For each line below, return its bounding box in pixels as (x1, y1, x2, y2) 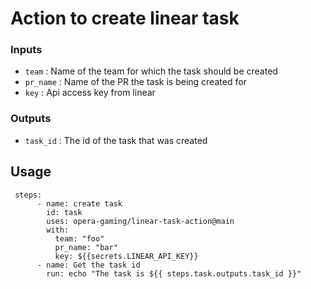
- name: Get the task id (36, 260, 141, 270)
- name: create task (36, 198, 123, 209)
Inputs (10, 43, 43, 57)
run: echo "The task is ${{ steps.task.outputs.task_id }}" (46, 268, 302, 279)
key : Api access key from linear (24, 87, 156, 99)
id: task (46, 207, 83, 217)
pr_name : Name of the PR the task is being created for (24, 76, 247, 88)
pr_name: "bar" (54, 242, 118, 252)
